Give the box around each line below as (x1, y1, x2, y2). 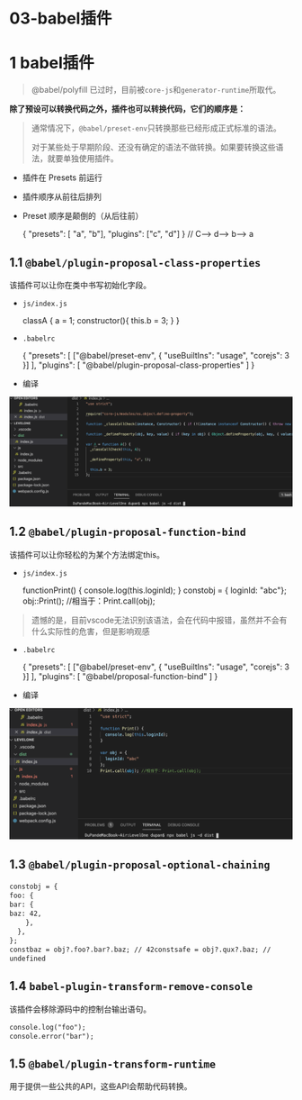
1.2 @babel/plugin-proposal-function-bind (9, 524, 247, 540)
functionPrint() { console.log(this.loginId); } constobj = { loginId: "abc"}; (22, 585, 288, 595)
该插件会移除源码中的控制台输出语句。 (9, 1004, 151, 1014)
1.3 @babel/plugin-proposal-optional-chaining (9, 857, 271, 872)
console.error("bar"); (9, 1032, 94, 1041)
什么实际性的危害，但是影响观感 (31, 625, 150, 636)
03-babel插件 (9, 8, 112, 29)
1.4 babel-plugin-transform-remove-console (9, 978, 253, 994)
